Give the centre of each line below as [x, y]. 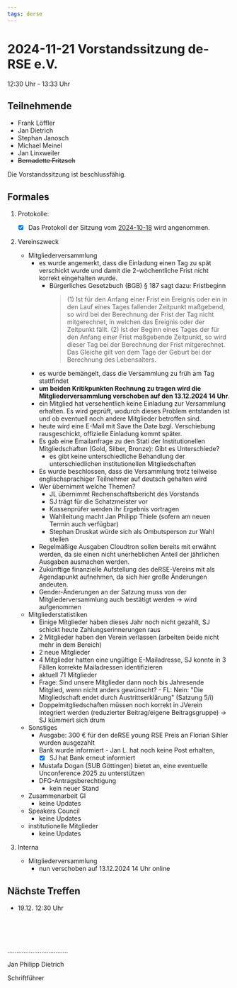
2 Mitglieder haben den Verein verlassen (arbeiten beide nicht [129, 637]
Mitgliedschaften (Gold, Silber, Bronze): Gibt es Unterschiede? [129, 449]
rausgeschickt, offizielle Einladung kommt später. [110, 434]
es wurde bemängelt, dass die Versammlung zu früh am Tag [126, 374]
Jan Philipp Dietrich [36, 965]
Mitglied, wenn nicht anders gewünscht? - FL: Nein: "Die [121, 690]
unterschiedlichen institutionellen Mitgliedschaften [123, 464]
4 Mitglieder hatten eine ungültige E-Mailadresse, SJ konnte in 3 [132, 660]
